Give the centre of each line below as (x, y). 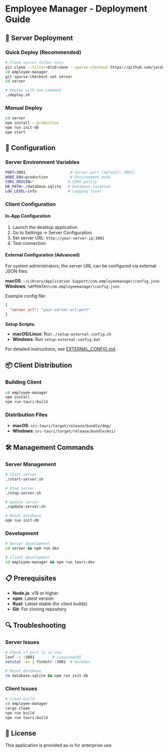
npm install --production (32, 123)
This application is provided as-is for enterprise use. (59, 745)
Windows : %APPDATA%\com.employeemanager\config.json (62, 286)
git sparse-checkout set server (39, 77)
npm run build (20, 713)
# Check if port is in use (33, 653)
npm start (15, 132)
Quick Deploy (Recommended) (43, 52)
